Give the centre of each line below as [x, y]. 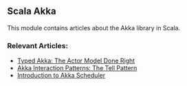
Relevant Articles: [38, 45]
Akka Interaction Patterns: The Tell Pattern [77, 68]
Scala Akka [32, 11]
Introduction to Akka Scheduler [61, 76]
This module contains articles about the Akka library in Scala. [94, 28]
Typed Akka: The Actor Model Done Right [76, 61]
